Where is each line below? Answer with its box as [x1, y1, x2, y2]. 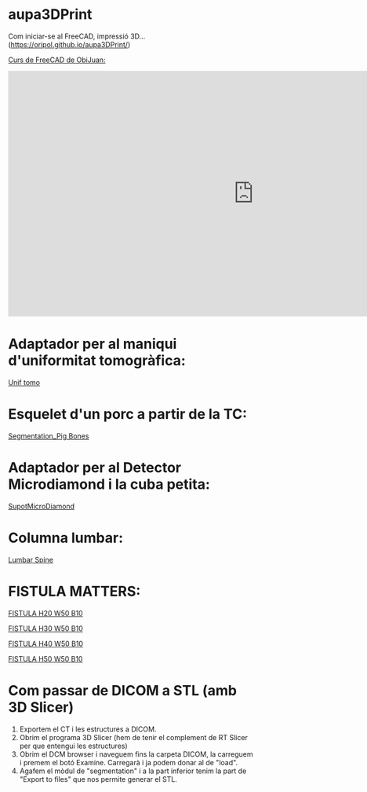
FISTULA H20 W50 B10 [8, 608, 84, 618]
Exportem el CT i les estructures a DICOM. [19, 724, 157, 734]
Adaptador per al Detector [8, 459, 182, 476]
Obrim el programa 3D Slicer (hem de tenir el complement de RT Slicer [19, 732, 249, 742]
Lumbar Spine [8, 555, 53, 564]
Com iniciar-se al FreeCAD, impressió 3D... [8, 31, 146, 41]
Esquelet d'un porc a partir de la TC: [8, 405, 248, 423]
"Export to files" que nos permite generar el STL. [19, 774, 178, 783]
